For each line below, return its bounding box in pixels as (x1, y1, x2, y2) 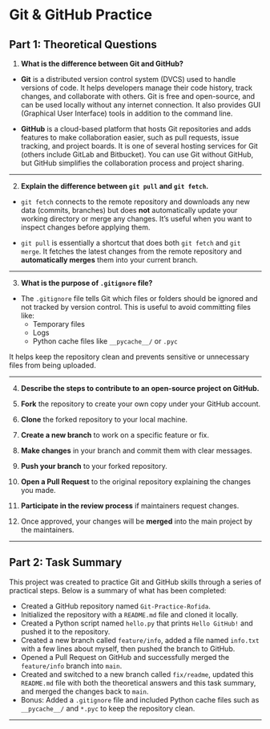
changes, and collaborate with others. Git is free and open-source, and (20, 92, 256, 101)
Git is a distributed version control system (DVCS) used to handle (20, 75, 236, 83)
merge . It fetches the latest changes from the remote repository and (20, 246, 243, 256)
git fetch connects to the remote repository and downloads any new (20, 197, 251, 206)
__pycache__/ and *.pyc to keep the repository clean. (20, 703, 195, 713)
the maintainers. (20, 525, 75, 535)
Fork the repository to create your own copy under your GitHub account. (20, 399, 261, 409)
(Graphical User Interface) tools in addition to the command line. (20, 108, 233, 118)
